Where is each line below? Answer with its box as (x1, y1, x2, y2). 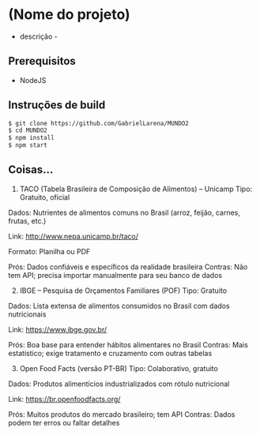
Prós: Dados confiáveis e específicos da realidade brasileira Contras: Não (8, 262, 248, 272)
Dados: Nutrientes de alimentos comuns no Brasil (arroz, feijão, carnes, (8, 208, 241, 217)
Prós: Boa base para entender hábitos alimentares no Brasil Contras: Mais (8, 339, 249, 349)
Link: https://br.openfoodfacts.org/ (8, 394, 121, 403)
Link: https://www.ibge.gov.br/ (8, 324, 107, 334)
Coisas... (8, 163, 54, 177)
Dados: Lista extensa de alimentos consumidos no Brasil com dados (8, 301, 231, 310)
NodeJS (19, 75, 47, 84)
